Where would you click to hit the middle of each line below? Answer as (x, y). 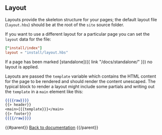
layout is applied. (22, 67)
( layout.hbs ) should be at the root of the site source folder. (65, 25)
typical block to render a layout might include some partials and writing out (80, 86)
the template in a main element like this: (44, 92)
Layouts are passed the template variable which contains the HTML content (81, 76)
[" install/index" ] (24, 48)
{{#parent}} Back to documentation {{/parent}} (52, 127)
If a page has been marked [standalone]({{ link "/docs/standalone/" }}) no (79, 62)
